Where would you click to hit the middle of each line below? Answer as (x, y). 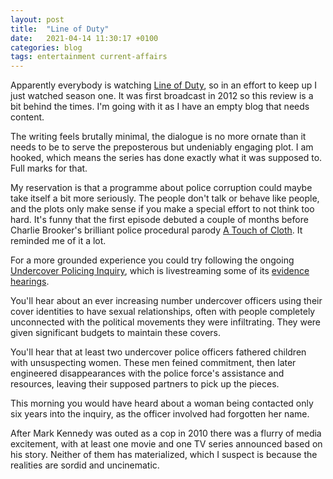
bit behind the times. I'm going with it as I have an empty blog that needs (160, 107)
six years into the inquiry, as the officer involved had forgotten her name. (160, 414)
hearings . (30, 282)
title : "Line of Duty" (60, 29)
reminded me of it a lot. (58, 241)
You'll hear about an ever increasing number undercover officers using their (166, 301)
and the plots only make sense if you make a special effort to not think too (162, 209)
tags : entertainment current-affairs (89, 57)
